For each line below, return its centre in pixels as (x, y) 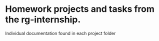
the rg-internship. (43, 20)
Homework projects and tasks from (80, 9)
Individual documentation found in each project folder (60, 33)
